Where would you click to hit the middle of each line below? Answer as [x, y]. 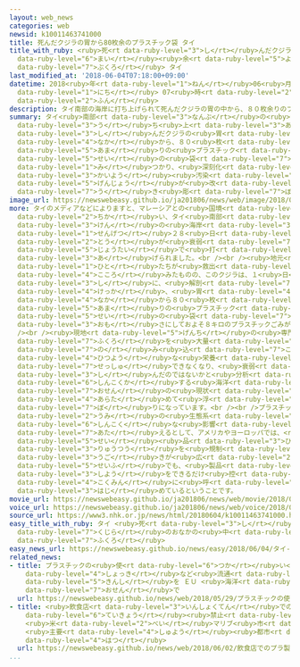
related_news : [36, 557]
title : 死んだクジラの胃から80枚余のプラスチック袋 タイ [102, 42]
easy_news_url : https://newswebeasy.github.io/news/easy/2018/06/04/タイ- [150, 549]
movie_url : [29, 499]
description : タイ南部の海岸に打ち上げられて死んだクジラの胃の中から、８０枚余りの [148, 109]
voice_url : [29, 507]
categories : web [39, 26]
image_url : [29, 200]
